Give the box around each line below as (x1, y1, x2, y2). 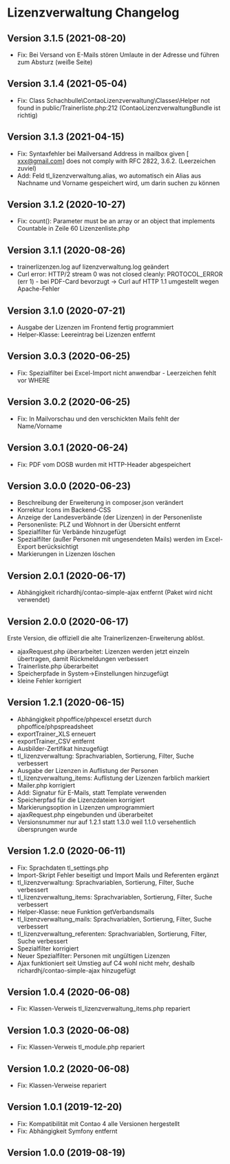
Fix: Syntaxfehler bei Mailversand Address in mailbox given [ (17, 149, 189, 158)
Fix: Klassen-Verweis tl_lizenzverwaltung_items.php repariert (17, 1004, 191, 1013)
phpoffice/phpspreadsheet (17, 722, 94, 730)
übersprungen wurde (17, 825, 78, 833)
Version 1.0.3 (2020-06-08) (7, 1024, 129, 1036)
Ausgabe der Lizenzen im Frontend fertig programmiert (17, 323, 174, 332)
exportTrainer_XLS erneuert (17, 729, 96, 738)
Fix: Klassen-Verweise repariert (17, 1081, 107, 1089)
